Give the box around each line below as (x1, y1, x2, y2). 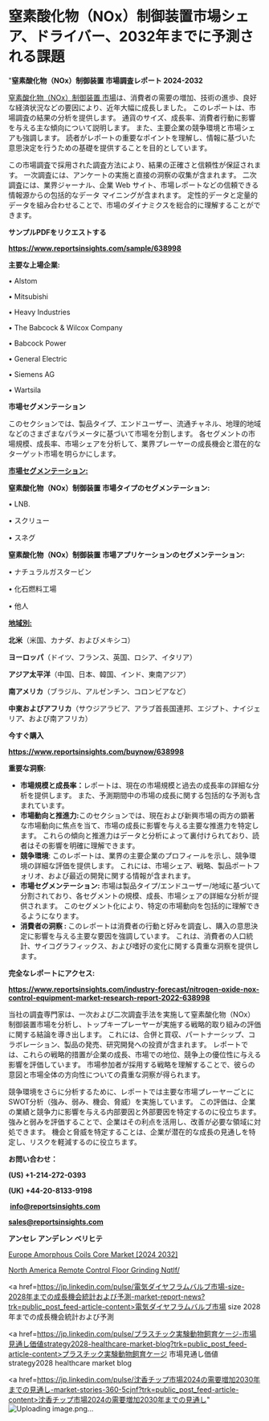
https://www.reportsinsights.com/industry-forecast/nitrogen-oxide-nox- (8, 984, 259, 993)
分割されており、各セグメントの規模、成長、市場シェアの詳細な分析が (19, 891, 252, 900)
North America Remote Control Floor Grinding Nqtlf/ (8, 1265, 181, 1275)
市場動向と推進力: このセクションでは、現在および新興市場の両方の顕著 (19, 810, 255, 820)
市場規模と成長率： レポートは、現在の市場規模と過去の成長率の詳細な (19, 780, 253, 790)
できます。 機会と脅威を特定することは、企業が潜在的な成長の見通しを (14, 1127, 249, 1136)
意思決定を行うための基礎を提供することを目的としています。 (8, 142, 212, 153)
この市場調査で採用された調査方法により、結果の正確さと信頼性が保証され (8, 160, 255, 170)
